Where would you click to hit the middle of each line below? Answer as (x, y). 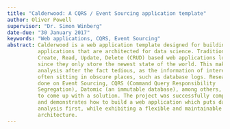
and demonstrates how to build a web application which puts (126, 102)
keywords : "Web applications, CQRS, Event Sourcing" (84, 39)
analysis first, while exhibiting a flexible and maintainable (130, 109)
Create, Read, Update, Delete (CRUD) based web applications (126, 58)
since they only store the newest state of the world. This (125, 64)
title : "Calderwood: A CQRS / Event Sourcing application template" (107, 13)
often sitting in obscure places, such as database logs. (122, 77)
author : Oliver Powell (39, 20)
